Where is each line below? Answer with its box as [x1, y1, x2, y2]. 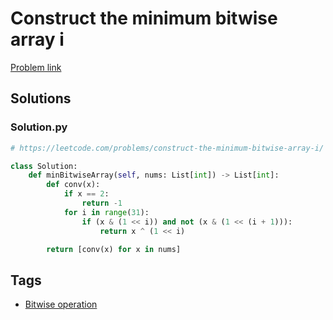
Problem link [10, 61, 62, 73]
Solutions [10, 90, 72, 107]
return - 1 [81, 198, 123, 208]
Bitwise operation [24, 298, 98, 311]
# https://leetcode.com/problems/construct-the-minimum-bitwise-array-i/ [10, 143, 325, 153]
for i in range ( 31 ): [63, 207, 150, 217]
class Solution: [10, 161, 78, 171]
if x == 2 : [63, 189, 110, 199]
